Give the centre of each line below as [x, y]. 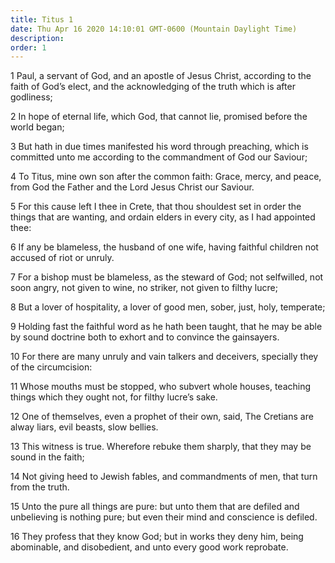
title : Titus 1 [42, 19]
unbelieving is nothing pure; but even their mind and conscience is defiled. [164, 517]
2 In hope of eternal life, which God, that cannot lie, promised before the [159, 117]
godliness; [31, 97]
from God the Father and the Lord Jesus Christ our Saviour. [132, 187]
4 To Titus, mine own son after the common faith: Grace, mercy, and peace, [166, 177]
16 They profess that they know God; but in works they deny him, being [157, 537]
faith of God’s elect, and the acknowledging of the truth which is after [153, 87]
